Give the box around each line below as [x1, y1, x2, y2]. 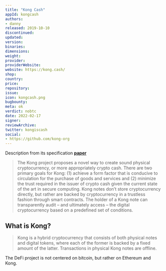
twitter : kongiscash [5, 127, 48, 132]
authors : [5, 16, 23, 21]
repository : [5, 85, 30, 91]
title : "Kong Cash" [5, 7, 46, 12]
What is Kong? [5, 221, 51, 230]
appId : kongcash [5, 12, 39, 17]
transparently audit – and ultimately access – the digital [17, 202, 130, 208]
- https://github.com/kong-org [5, 136, 70, 141]
